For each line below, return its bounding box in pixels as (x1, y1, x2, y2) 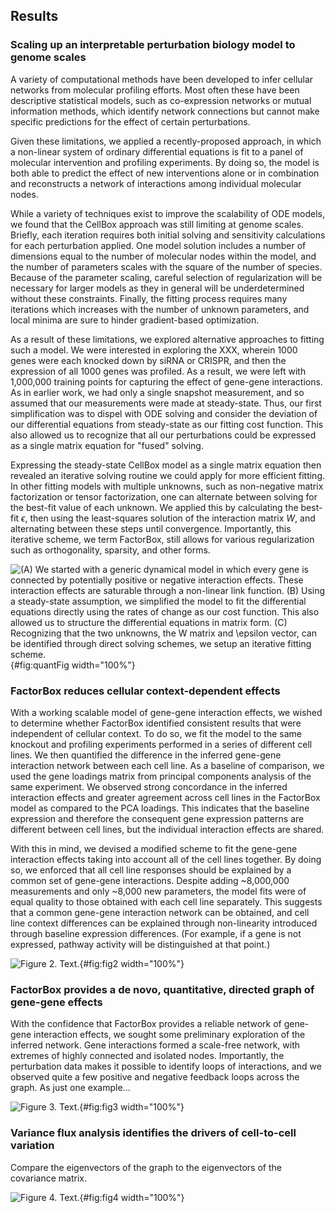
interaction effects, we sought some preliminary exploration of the (33, 1029, 306, 1041)
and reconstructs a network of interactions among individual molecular (10, 177, 302, 189)
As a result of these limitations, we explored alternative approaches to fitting (10, 333, 325, 345)
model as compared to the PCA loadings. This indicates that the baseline (10, 802, 310, 814)
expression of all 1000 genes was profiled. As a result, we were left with (10, 365, 307, 377)
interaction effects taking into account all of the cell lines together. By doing (10, 853, 322, 865)
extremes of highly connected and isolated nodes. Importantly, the (10, 1050, 285, 1062)
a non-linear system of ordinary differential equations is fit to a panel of (10, 145, 304, 158)
